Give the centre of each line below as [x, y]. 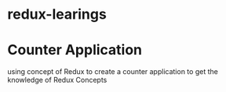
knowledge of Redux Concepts [57, 80]
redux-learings [57, 14]
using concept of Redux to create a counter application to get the [113, 72]
